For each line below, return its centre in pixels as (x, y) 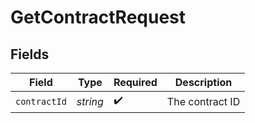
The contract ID (203, 101)
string (90, 101)
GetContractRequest (98, 17)
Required (135, 82)
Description (203, 82)
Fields (30, 54)
